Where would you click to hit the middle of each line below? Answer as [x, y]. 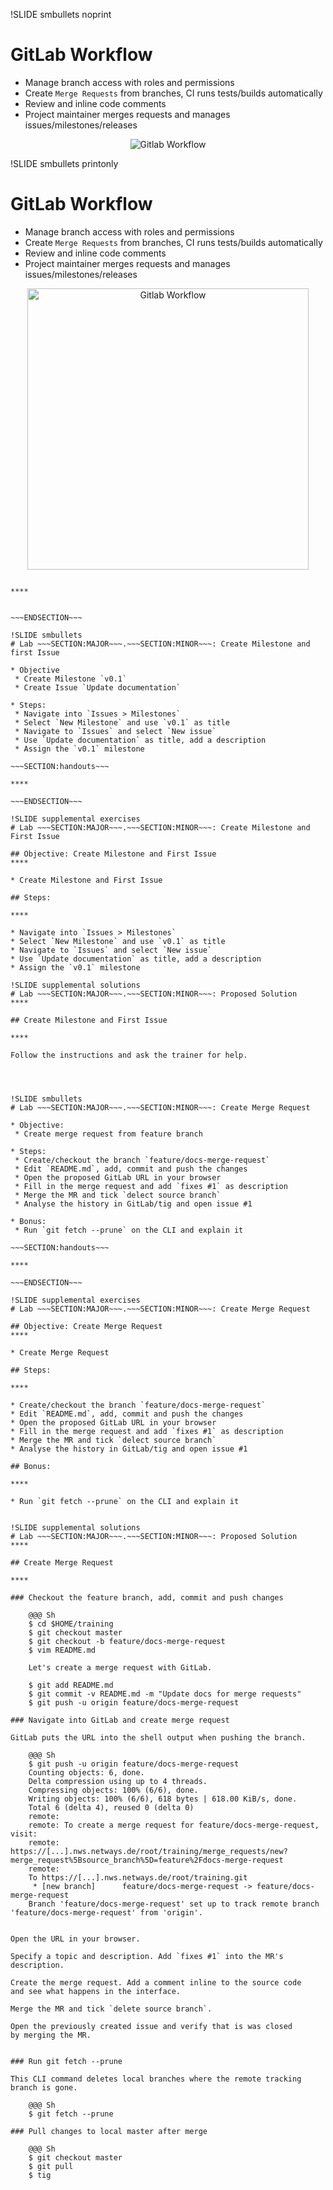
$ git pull [51, 2166]
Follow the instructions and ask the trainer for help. [129, 1055]
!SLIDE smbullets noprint [61, 14]
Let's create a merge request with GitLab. [120, 1667]
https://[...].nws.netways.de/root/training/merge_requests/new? [149, 1851]
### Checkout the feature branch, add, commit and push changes [147, 1597]
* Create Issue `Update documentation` [98, 687]
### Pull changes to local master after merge [109, 2131]
